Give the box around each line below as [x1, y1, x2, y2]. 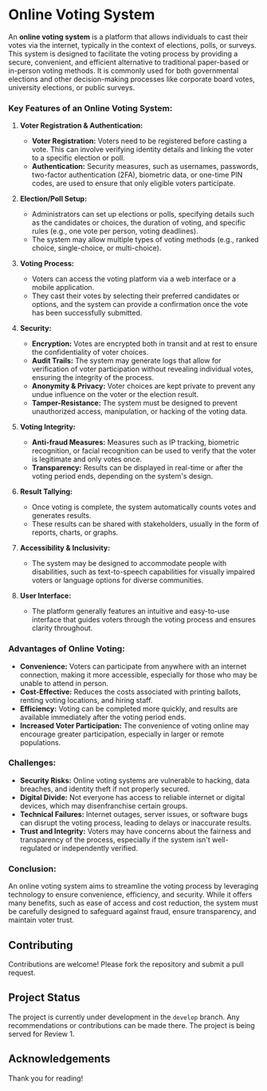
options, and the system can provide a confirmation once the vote [31, 300, 249, 309]
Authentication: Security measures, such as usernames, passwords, [31, 162, 259, 171]
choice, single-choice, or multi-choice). [31, 243, 162, 253]
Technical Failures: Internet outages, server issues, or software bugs [19, 809, 249, 818]
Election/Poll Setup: [19, 194, 88, 204]
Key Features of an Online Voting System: [8, 102, 173, 113]
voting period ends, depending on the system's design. [31, 472, 214, 481]
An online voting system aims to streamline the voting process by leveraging [8, 881, 259, 891]
